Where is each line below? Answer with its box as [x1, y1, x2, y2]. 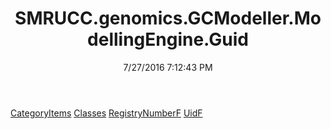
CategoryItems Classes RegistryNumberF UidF [10, 107, 203, 119]
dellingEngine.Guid [87, 28, 249, 51]
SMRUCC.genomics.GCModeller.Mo [14, 7, 322, 30]
